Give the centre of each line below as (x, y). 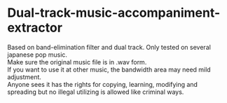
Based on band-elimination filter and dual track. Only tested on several (109, 47)
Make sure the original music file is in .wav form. (77, 62)
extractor (35, 28)
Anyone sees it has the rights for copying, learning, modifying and (103, 84)
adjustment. (25, 77)
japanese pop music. (37, 55)
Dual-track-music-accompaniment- (114, 13)
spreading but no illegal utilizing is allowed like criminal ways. (96, 92)
